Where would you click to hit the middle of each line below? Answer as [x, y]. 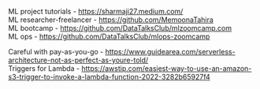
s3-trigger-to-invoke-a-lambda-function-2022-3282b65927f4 [109, 77]
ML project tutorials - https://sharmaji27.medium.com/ [96, 11]
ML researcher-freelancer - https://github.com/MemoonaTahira [111, 20]
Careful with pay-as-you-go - [56, 52]
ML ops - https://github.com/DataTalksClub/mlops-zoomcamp [109, 36]
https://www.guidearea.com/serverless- [170, 52]
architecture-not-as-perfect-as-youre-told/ [78, 60]
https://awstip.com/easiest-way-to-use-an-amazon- [167, 69]
